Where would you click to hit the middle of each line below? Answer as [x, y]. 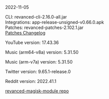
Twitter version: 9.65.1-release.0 [38, 71]
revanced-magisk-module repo [37, 91]
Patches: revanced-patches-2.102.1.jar [44, 27]
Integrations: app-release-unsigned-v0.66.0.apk [55, 22]
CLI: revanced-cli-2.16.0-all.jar [36, 17]
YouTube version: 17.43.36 [32, 42]
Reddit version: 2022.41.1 [31, 81]
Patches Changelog [25, 33]
